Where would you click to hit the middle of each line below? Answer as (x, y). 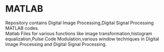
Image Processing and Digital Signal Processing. (56, 44)
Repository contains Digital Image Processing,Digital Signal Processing (79, 23)
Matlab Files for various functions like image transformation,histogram (79, 33)
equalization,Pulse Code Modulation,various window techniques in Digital (82, 39)
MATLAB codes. (22, 28)
